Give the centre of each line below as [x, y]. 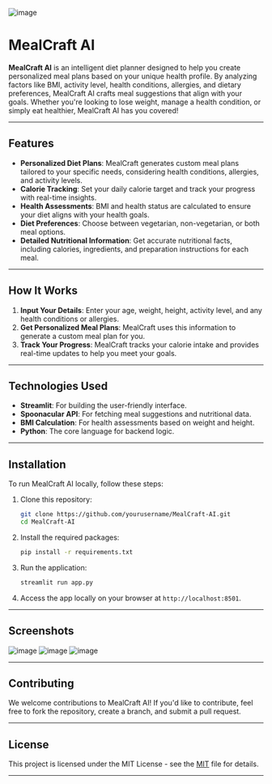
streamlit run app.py [56, 583]
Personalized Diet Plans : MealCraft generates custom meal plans [130, 163]
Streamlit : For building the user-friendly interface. [104, 405]
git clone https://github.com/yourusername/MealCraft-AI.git [125, 515]
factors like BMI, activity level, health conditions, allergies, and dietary [125, 84]
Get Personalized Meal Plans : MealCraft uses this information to [128, 327]
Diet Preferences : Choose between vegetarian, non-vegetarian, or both [140, 223]
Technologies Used [58, 386]
